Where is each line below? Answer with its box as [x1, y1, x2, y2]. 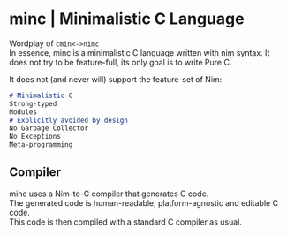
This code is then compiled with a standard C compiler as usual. [9, 217, 243, 227]
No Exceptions [9, 133, 62, 141]
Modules [9, 107, 38, 117]
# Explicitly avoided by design [9, 116, 128, 125]
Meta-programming [9, 141, 73, 149]
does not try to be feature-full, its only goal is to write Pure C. [9, 57, 232, 67]
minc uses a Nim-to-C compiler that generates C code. [9, 188, 209, 199]
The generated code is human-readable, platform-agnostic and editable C [9, 197, 279, 208]
